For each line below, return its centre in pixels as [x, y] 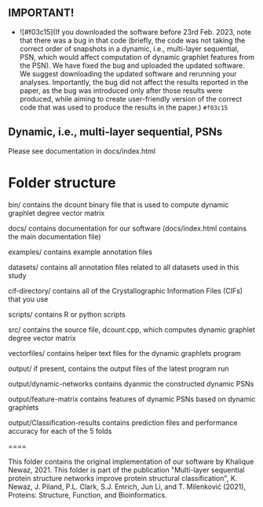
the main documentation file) [55, 236]
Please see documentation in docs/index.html [82, 151]
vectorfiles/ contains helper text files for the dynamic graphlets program [125, 353]
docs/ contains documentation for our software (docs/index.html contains [128, 228]
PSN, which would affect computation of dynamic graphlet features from [137, 57]
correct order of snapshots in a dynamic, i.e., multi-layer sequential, [129, 48]
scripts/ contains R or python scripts [67, 314]
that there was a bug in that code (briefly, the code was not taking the [132, 40]
